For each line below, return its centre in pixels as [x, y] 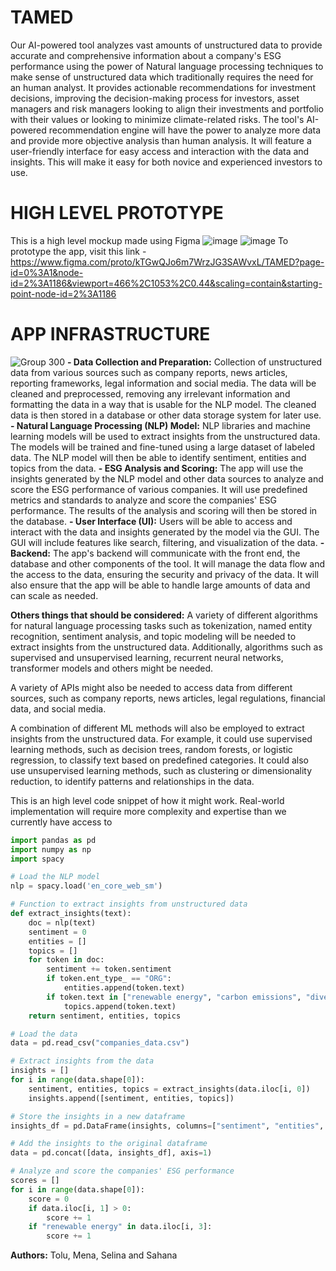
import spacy [37, 859]
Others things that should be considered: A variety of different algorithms [164, 615]
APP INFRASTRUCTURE [110, 334]
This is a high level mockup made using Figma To [149, 240]
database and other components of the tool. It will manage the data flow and [168, 563]
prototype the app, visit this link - [78, 251]
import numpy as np [51, 849]
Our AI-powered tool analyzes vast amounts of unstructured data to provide [166, 45]
